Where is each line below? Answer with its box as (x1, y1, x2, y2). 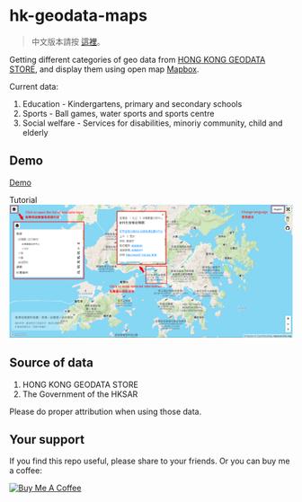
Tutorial (9, 194, 38, 205)
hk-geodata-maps (9, 5, 148, 26)
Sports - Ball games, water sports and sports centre (22, 108, 215, 119)
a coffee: (9, 465, 42, 476)
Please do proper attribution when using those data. (9, 406, 202, 417)
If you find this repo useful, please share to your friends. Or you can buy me (9, 455, 290, 467)
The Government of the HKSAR (22, 388, 138, 400)
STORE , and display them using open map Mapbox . (9, 64, 200, 75)
